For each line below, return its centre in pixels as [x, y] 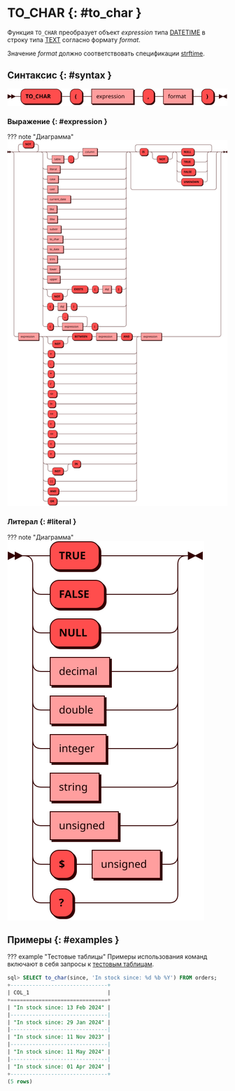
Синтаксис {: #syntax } [59, 75]
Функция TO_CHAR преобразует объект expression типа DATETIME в [106, 32]
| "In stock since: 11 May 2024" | [59, 1052]
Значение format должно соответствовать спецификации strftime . [106, 53]
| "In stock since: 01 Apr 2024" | [59, 1066]
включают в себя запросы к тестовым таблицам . [81, 964]
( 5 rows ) [20, 1081]
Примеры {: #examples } [63, 940]
